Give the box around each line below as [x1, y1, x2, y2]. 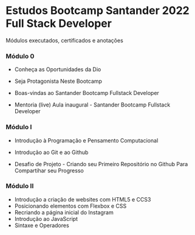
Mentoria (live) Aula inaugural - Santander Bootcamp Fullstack [14, 101, 171, 108]
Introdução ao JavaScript [14, 215, 78, 222]
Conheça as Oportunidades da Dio [14, 66, 101, 73]
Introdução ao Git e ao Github [14, 149, 89, 156]
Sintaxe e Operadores [14, 222, 69, 229]
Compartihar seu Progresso [14, 167, 84, 174]
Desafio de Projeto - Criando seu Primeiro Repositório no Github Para [14, 160, 188, 167]
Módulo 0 [5, 52, 35, 60]
